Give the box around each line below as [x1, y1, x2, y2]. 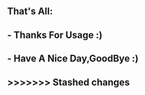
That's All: [7, 6, 53, 17]
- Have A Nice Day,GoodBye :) [7, 53, 139, 64]
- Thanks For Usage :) [7, 29, 103, 41]
